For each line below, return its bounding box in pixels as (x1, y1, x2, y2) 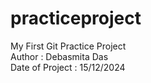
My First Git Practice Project (10, 40, 127, 52)
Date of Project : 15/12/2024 (10, 61, 126, 73)
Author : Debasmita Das (10, 50, 109, 62)
